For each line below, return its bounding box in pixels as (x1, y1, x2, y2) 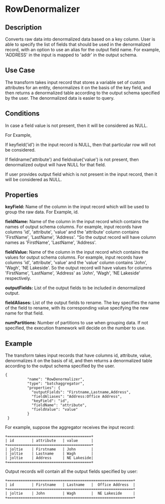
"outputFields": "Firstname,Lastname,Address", (31, 390, 132, 395)
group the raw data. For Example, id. (5, 209, 79, 215)
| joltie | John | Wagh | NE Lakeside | (5, 491, 135, 496)
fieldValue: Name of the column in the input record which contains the (5, 249, 149, 255)
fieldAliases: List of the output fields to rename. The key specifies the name (5, 300, 160, 306)
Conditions (5, 110, 40, 118)
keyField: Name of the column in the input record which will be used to (5, 204, 149, 210)
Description (5, 23, 42, 32)
